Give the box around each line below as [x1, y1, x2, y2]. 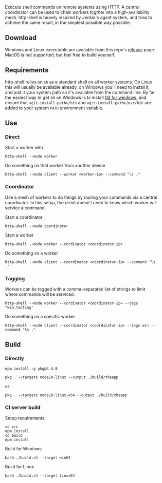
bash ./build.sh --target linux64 [5, 473, 75, 478]
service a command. [5, 205, 46, 211]
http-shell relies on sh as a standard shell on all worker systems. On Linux [5, 79, 152, 85]
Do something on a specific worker [5, 313, 75, 319]
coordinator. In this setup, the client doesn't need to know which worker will [5, 199, 157, 205]
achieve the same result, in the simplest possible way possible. [5, 19, 131, 25]
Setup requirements [5, 415, 45, 421]
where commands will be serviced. [5, 291, 75, 297]
